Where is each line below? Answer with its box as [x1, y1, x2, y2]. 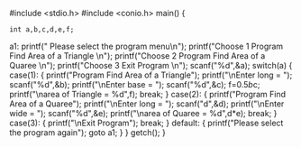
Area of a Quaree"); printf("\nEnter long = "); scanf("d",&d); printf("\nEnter [9, 98, 285, 109]
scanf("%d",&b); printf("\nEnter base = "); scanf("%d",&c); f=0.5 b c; [9, 79, 260, 89]
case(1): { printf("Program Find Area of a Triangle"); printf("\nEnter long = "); [9, 69, 293, 80]
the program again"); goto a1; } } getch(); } [9, 127, 167, 138]
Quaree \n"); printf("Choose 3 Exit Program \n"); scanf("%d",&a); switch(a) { [9, 60, 293, 70]
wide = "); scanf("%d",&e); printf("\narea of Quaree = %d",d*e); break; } [9, 108, 278, 118]
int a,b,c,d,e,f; [9, 25, 75, 34]
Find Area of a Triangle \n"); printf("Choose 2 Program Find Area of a [9, 51, 266, 61]
